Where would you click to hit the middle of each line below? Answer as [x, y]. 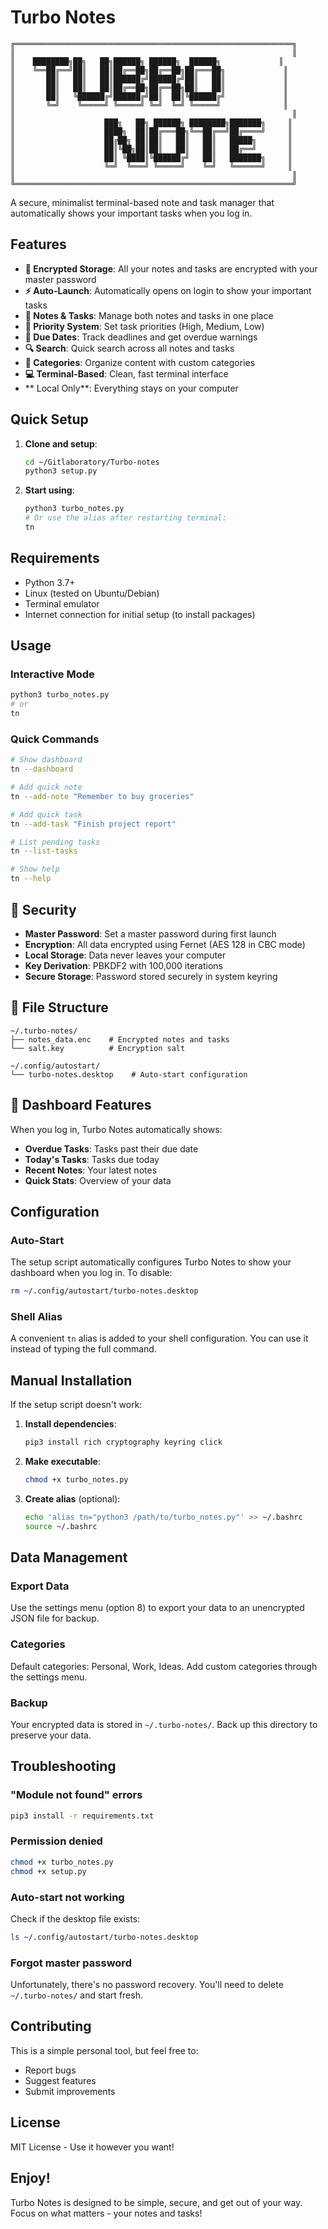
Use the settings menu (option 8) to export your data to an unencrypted [157, 1608]
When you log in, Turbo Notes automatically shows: [116, 1129]
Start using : [49, 490]
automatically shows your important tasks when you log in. [131, 213]
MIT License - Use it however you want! [92, 2147]
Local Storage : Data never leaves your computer [125, 955]
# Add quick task [46, 814]
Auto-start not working [67, 1897]
